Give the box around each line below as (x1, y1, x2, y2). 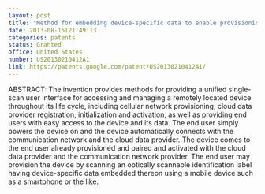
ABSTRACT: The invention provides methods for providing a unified (8, 84, 227, 94)
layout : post (8, 11, 51, 20)
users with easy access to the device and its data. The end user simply (8, 118, 239, 127)
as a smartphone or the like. (8, 177, 99, 186)
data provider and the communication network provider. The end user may (8, 151, 251, 161)
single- (228, 84, 252, 94)
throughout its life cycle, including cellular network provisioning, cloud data (8, 101, 252, 110)
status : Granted (8, 41, 62, 49)
